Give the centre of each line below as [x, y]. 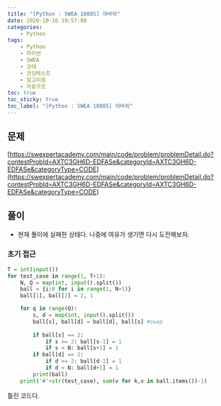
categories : [25, 27]
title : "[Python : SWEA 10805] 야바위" [64, 14]
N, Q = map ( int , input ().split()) [71, 283]
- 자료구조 [33, 86]
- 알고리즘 [33, 80]
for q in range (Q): [49, 309]
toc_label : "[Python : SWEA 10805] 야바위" [70, 106]
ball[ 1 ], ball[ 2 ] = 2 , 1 [57, 296]
